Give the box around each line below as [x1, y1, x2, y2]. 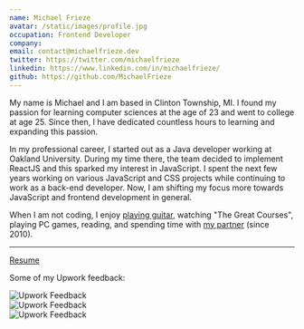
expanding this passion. [9, 126, 99, 137]
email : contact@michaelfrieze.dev [9, 47, 140, 56]
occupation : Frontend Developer [9, 30, 131, 39]
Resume [9, 255, 41, 266]
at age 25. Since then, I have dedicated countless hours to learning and [9, 116, 275, 127]
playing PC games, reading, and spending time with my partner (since [9, 218, 270, 229]
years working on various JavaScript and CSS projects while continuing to [9, 172, 286, 183]
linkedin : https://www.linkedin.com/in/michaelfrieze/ [9, 64, 221, 73]
